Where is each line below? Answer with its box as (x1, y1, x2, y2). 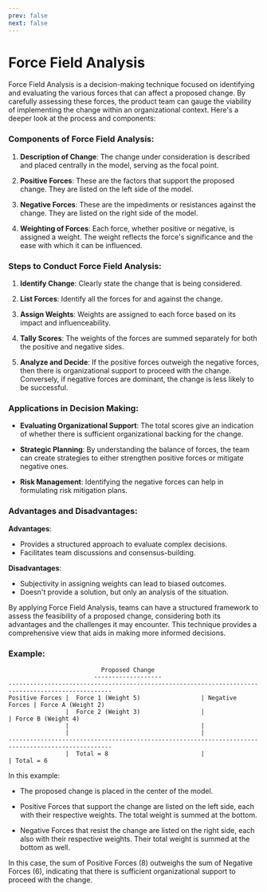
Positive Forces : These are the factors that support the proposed (19, 176, 235, 185)
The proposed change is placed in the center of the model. (19, 786, 214, 795)
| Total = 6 (8, 756, 48, 764)
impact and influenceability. (19, 318, 112, 328)
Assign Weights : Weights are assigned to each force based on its (19, 310, 237, 319)
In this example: (8, 771, 61, 780)
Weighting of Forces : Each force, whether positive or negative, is (19, 223, 235, 233)
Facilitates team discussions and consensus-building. (19, 547, 196, 557)
